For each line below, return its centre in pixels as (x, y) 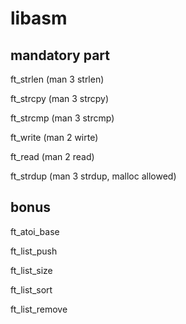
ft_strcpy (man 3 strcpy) (60, 98)
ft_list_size (31, 270)
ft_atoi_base (35, 231)
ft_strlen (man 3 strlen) (57, 79)
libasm (39, 18)
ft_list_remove (39, 309)
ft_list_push (34, 251)
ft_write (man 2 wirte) (54, 137)
